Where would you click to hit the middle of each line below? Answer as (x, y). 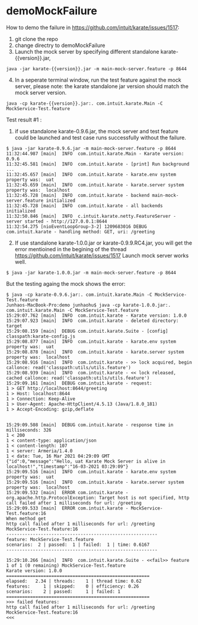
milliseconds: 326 (29, 430)
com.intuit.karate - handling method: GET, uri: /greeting (81, 232)
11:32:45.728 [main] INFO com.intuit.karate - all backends (84, 206)
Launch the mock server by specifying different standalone (87, 51)
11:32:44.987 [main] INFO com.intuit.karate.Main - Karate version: (95, 154)
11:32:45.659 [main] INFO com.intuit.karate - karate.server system (95, 185)
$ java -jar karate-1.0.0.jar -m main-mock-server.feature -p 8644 (91, 273)
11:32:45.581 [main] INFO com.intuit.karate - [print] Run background (98, 164)
